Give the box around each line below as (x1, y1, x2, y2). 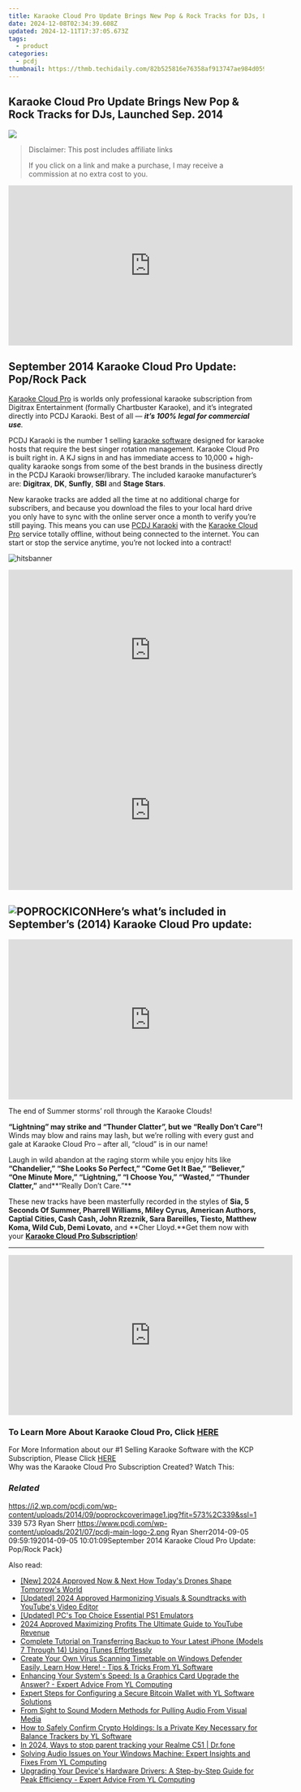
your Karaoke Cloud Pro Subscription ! (8, 1232, 138, 1241)
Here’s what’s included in (96, 905, 227, 918)
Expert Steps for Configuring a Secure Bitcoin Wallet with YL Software (19, 1688, 255, 1698)
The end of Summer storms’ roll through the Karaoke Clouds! (8, 1106, 213, 1116)
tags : (8, 34, 27, 43)
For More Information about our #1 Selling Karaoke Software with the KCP (8, 1445, 254, 1454)
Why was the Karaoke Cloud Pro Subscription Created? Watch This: (8, 1462, 235, 1472)
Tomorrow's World (19, 1584, 83, 1594)
